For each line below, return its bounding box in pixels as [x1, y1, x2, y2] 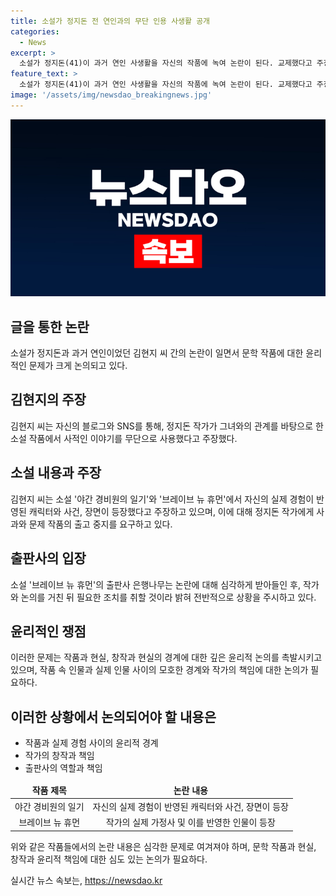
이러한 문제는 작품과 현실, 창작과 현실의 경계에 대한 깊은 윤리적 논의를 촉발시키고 [10, 651, 323, 664]
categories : [10, 26, 60, 37]
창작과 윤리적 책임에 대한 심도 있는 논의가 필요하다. [10, 853, 208, 865]
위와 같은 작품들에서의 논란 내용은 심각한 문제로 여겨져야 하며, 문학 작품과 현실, [10, 840, 317, 852]
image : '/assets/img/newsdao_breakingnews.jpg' [10, 90, 213, 100]
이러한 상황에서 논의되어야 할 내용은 [10, 708, 217, 725]
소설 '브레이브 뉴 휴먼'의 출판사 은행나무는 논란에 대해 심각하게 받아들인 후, [10, 578, 301, 590]
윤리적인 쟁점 [10, 623, 87, 640]
